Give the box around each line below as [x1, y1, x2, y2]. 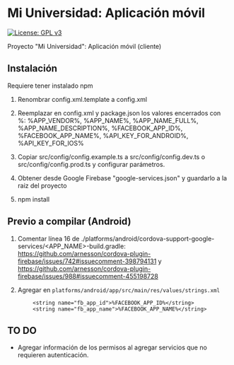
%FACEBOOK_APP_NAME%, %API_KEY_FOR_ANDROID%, [17, 131, 189, 139]
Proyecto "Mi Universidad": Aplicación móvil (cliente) [7, 42, 162, 50]
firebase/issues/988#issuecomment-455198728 [17, 272, 159, 280]
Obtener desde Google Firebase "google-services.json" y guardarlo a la [17, 173, 228, 182]
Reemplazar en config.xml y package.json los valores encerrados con [17, 108, 221, 117]
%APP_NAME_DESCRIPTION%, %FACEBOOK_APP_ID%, [17, 124, 183, 132]
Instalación [7, 62, 58, 75]
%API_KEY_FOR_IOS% [17, 139, 84, 147]
